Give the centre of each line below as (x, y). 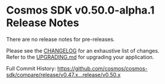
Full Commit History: (31, 68)
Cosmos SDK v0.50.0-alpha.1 (80, 10)
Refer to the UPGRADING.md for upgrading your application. (80, 57)
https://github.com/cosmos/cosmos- (102, 68)
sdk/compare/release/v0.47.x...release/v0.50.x (63, 75)
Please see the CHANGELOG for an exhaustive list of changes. (83, 50)
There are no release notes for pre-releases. (60, 39)
